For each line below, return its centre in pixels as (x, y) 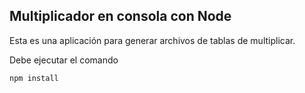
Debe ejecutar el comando (64, 60)
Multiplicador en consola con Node (120, 16)
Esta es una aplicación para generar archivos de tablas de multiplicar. (152, 40)
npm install (34, 78)
